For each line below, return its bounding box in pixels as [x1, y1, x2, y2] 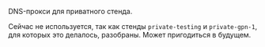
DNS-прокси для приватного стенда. [8, 7, 133, 16]
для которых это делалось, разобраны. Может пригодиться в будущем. [8, 31, 252, 39]
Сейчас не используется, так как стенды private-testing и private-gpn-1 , [8, 22, 258, 31]
